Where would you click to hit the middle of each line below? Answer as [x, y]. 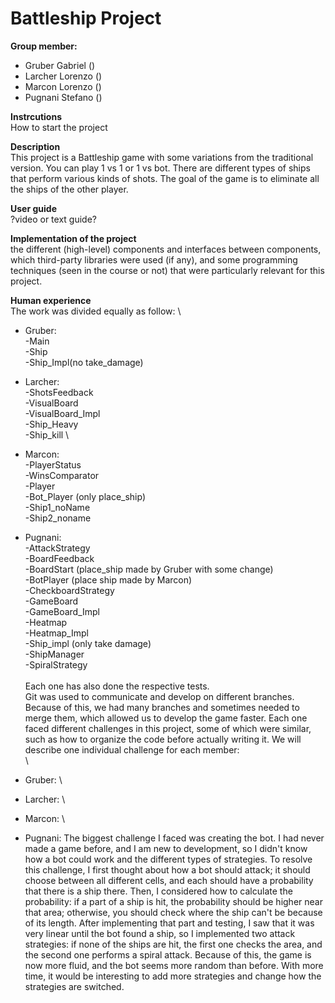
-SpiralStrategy [56, 664]
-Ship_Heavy [51, 424]
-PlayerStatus [53, 464]
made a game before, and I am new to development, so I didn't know [166, 848]
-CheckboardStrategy [69, 590]
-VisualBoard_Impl [62, 413]
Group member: [44, 46]
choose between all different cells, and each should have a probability [169, 880]
